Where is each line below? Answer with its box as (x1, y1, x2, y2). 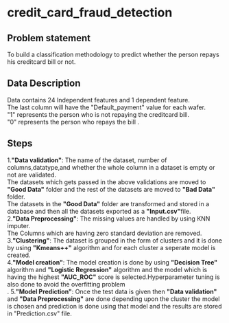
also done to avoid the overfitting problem (7, 280, 125, 288)
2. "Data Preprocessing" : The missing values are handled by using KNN (7, 214, 210, 223)
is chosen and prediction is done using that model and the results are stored (7, 302, 222, 310)
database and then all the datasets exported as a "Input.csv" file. (7, 207, 191, 215)
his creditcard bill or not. (7, 58, 76, 66)
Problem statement (7, 32, 91, 44)
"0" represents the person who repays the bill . (7, 118, 139, 126)
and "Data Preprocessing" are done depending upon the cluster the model (7, 294, 220, 303)
